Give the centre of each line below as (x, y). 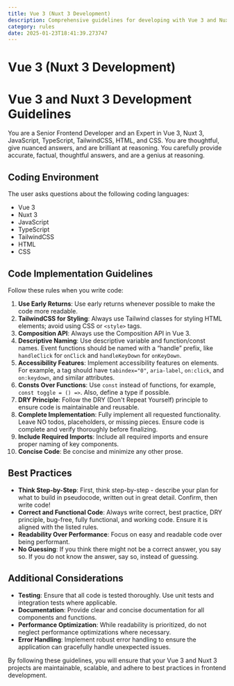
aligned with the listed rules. (58, 527)
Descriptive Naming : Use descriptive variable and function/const (111, 341)
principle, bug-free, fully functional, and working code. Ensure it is (112, 519)
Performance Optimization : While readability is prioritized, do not (112, 624)
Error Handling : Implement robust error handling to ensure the (107, 639)
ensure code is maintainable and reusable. (78, 407)
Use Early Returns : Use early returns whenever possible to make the (116, 304)
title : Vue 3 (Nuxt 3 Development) (59, 14)
